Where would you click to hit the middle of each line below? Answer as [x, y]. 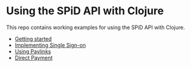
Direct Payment [34, 58]
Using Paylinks [33, 51]
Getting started [33, 39]
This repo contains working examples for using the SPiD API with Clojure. [95, 27]
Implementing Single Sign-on [50, 45]
